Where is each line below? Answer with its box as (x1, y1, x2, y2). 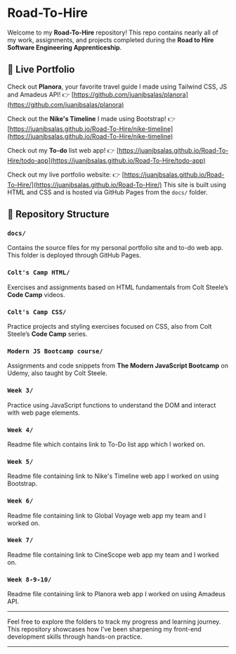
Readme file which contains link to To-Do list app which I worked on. (7, 440, 206, 448)
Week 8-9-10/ (7, 575, 52, 584)
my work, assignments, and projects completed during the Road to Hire (7, 35, 214, 44)
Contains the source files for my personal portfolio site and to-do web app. (7, 244, 223, 252)
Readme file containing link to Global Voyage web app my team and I (7, 511, 206, 520)
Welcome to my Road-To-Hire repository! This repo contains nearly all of (7, 28, 219, 37)
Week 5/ (7, 458, 34, 465)
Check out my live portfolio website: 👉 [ (7, 170, 125, 179)
